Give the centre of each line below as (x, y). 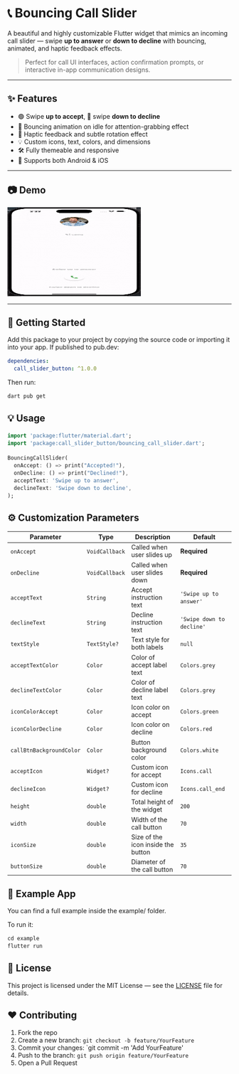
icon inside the (153, 844)
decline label (150, 690)
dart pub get (27, 396)
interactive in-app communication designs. (87, 70)
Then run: (22, 383)
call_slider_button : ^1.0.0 (55, 369)
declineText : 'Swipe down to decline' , (73, 488)
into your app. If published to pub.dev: (63, 347)
